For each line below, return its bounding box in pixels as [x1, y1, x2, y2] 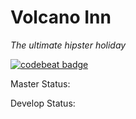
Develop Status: [10, 97, 76, 109]
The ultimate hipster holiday [10, 39, 127, 51]
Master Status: [10, 77, 71, 90]
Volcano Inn [10, 6, 112, 29]
